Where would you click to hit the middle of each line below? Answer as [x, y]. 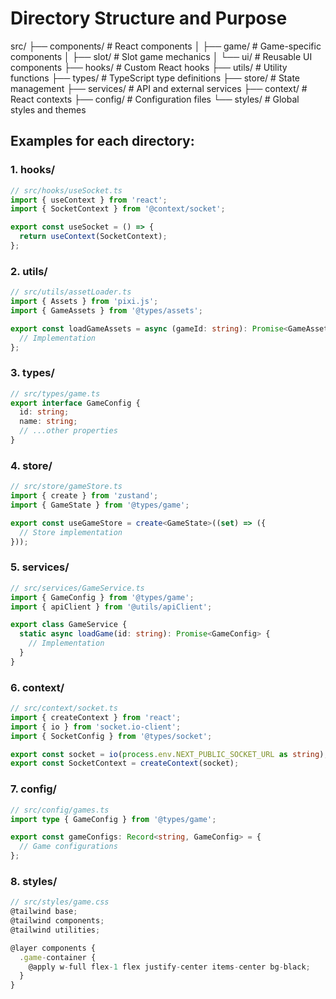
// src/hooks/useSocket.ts [66, 190]
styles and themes [48, 109]
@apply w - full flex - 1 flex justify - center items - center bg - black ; [169, 967]
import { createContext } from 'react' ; [96, 717]
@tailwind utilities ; [55, 930]
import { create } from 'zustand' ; [84, 496]
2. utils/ [29, 271]
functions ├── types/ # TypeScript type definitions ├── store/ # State [155, 78]
